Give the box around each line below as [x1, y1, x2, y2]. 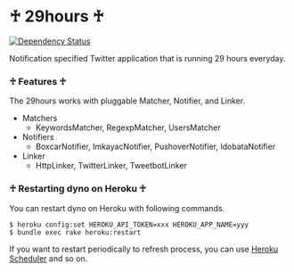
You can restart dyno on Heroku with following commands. [9, 202, 225, 213]
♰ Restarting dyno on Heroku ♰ [9, 183, 147, 195]
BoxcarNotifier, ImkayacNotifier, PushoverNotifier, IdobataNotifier [35, 141, 276, 152]
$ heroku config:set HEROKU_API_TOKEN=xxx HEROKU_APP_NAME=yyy [9, 220, 249, 229]
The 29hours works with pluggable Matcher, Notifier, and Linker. [9, 95, 246, 106]
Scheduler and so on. [9, 252, 88, 264]
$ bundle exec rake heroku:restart [9, 227, 142, 237]
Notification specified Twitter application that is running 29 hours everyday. [9, 53, 286, 63]
